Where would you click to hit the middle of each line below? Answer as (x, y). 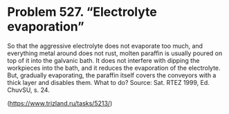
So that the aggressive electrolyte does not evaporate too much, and (105, 46)
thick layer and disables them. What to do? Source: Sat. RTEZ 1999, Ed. (108, 82)
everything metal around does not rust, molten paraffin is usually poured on (115, 53)
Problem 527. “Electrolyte (82, 12)
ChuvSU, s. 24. (28, 90)
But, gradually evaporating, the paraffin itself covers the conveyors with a (112, 75)
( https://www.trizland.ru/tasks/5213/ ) (60, 103)
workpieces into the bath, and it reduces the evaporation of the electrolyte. (114, 68)
